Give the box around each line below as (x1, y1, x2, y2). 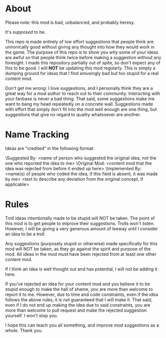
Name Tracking (5, 129, 69, 140)
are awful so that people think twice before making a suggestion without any (5, 54, 162, 60)
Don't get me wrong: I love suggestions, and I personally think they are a (5, 85, 153, 91)
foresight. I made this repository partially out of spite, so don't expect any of (5, 60, 161, 66)
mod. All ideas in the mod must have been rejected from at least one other (5, 251, 157, 257)
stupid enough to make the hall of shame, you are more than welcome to (5, 286, 153, 292)
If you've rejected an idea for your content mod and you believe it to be (5, 281, 150, 287)
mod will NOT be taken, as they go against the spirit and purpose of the (5, 246, 151, 252)
